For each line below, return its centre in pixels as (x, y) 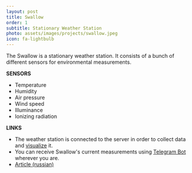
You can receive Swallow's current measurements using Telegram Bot (100, 152)
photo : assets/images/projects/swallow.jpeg (62, 34)
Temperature (31, 85)
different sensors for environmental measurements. (69, 62)
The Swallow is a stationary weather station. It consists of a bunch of (90, 56)
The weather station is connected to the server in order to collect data (100, 139)
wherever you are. (37, 158)
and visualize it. (34, 146)
